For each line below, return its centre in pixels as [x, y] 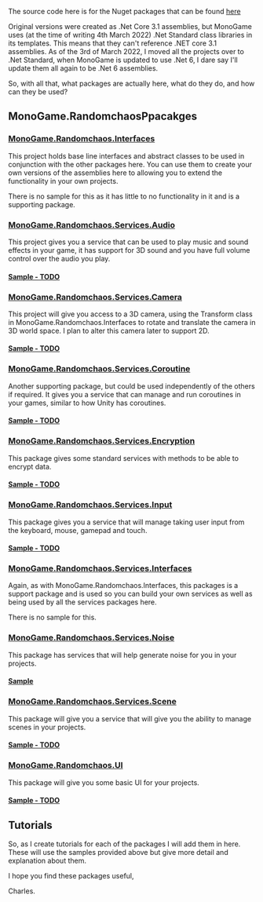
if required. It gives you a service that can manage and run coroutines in [124, 394]
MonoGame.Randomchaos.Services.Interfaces [100, 568]
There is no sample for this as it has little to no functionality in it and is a [124, 196]
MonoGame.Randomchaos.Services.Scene [92, 702]
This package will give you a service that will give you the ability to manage [130, 718]
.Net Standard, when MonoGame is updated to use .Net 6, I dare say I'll [123, 60]
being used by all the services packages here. [82, 602]
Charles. [22, 891]
